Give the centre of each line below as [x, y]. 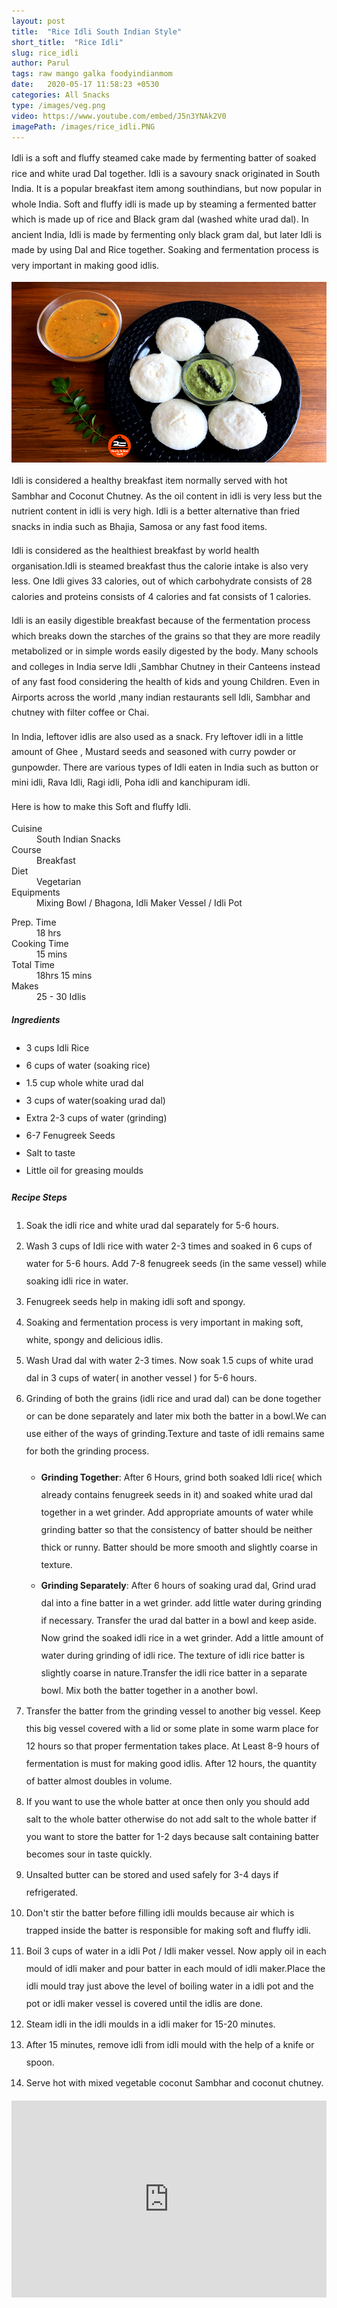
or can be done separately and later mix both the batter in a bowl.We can [176, 1416]
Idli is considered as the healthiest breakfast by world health [135, 551]
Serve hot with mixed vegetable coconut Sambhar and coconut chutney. [174, 2083]
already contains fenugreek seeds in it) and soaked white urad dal [176, 1495]
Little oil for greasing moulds [84, 1171]
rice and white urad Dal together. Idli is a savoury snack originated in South [166, 173]
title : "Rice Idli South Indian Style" [97, 31]
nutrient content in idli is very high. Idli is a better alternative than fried [156, 511]
